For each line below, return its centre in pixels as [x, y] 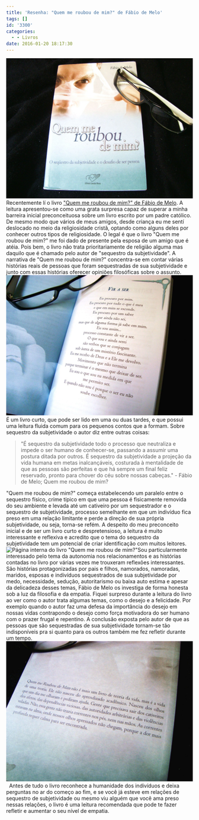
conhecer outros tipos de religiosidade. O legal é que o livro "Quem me [93, 234]
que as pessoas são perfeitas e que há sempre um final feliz [94, 469]
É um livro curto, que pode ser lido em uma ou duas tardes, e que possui [95, 419]
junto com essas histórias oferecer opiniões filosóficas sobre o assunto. [94, 272]
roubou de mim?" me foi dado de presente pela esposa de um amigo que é [97, 241]
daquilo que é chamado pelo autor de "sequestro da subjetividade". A [91, 253]
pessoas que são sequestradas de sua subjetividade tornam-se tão [88, 625]
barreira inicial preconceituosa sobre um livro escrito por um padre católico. [99, 215]
